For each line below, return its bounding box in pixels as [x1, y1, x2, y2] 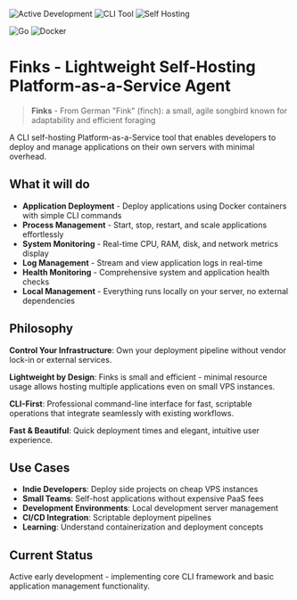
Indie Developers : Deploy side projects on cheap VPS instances [21, 484, 259, 495]
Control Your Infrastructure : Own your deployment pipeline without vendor [9, 344, 287, 356]
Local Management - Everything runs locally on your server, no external [21, 285, 288, 296]
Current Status [9, 547, 94, 563]
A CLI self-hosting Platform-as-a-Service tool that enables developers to [9, 132, 276, 143]
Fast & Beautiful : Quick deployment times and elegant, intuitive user [9, 424, 260, 436]
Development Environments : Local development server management [21, 503, 279, 514]
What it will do [9, 177, 91, 192]
